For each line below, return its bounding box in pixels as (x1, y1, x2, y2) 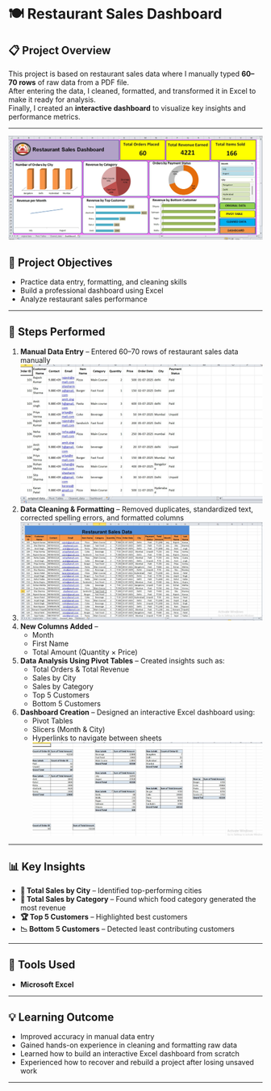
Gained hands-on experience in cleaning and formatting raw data (19, 1040, 238, 1050)
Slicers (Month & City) (31, 725, 106, 735)
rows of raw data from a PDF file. (19, 78, 130, 87)
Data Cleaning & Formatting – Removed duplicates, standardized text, (19, 504, 254, 514)
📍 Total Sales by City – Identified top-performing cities (19, 885, 202, 895)
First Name (31, 638, 69, 649)
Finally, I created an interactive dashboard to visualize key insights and (8, 103, 246, 112)
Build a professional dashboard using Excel (19, 286, 164, 296)
